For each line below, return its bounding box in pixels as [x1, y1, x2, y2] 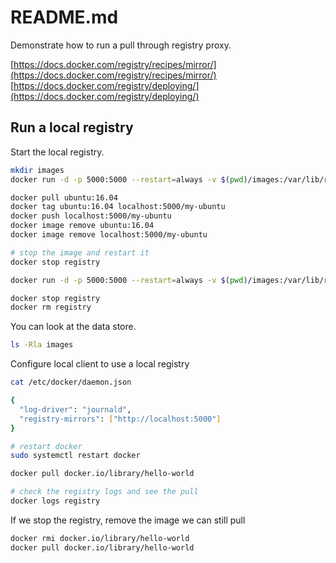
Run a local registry [10, 119, 134, 136]
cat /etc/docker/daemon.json [10, 377, 132, 388]
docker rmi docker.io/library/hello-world [10, 533, 190, 543]
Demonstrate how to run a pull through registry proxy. [10, 39, 232, 51]
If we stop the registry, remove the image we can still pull [10, 514, 246, 526]
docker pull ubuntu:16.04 [10, 192, 118, 203]
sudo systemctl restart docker [10, 451, 141, 461]
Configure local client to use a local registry [10, 358, 190, 370]
